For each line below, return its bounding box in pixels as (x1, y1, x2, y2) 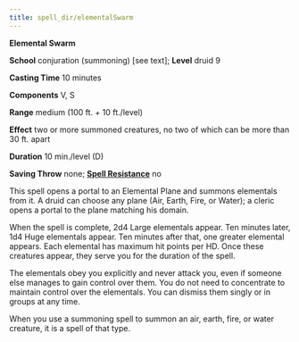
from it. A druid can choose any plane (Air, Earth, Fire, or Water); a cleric (9, 195, 275, 205)
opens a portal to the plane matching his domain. (9, 204, 189, 215)
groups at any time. (9, 296, 80, 306)
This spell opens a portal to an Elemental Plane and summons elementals (9, 185, 278, 196)
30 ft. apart (9, 133, 51, 144)
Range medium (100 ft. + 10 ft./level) (9, 106, 144, 117)
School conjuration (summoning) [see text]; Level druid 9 (9, 54, 221, 65)
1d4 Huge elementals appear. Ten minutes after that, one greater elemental (9, 231, 285, 242)
